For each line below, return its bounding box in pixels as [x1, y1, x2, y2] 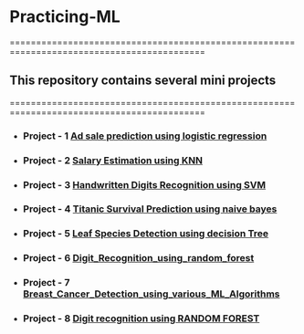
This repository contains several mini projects [9, 73, 277, 89]
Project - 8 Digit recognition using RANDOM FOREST [22, 312, 260, 325]
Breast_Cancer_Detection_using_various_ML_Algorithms [22, 287, 280, 300]
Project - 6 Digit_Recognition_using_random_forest [22, 252, 255, 265]
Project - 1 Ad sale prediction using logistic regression [22, 130, 267, 142]
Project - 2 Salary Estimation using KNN [22, 153, 204, 166]
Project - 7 [22, 277, 70, 289]
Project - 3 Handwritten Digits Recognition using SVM [22, 178, 267, 191]
